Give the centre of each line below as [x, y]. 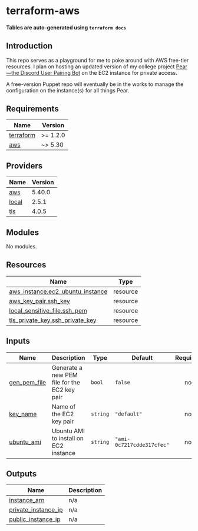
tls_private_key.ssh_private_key [53, 320]
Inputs [18, 341]
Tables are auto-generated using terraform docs [66, 27]
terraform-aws [43, 11]
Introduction [29, 46]
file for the [66, 382]
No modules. [22, 247]
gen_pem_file [27, 382]
